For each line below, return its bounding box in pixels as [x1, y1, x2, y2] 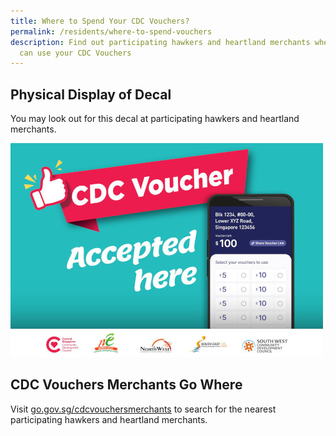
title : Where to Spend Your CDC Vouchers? [10, 16, 190, 26]
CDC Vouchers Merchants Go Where [10, 376, 243, 394]
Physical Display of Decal [10, 86, 172, 103]
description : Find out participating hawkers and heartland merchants [10, 37, 311, 47]
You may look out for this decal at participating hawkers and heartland [10, 113, 300, 125]
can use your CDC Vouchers [19, 48, 132, 58]
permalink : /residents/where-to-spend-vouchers [10, 26, 213, 37]
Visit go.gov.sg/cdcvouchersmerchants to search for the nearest [10, 403, 277, 415]
